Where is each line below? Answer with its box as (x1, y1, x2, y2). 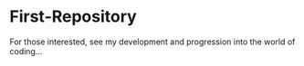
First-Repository (9, 6, 137, 27)
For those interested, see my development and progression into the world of (9, 36, 296, 47)
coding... (9, 45, 43, 56)
